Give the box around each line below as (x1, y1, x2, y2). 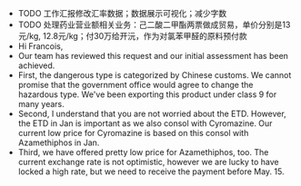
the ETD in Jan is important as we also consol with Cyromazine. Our (17, 118, 273, 129)
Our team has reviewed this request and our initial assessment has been (17, 51, 289, 61)
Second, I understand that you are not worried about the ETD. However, (17, 108, 286, 119)
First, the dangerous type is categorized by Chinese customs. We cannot (17, 70, 292, 80)
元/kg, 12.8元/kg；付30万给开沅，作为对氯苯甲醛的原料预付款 (17, 31, 247, 41)
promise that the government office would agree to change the (17, 80, 254, 90)
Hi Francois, (17, 41, 64, 52)
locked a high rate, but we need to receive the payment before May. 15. (17, 166, 285, 177)
